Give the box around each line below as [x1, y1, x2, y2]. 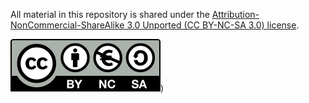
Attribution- [211, 9, 260, 20]
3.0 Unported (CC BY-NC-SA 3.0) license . [126, 19, 300, 31]
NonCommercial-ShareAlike [10, 19, 125, 31]
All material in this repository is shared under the [10, 9, 210, 20]
